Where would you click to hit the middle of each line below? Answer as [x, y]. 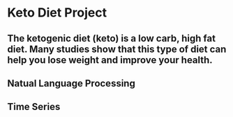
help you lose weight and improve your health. [110, 60]
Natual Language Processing [72, 83]
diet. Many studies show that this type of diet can [117, 49]
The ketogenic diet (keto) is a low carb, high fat [112, 38]
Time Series [34, 107]
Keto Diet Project [57, 13]
